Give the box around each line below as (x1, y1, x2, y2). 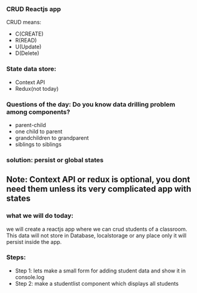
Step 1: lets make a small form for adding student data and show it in (15, 267, 186, 274)
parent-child (15, 121, 47, 128)
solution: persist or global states (6, 156, 104, 164)
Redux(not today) (15, 85, 59, 92)
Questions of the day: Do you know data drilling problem (6, 100, 176, 108)
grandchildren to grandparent (15, 134, 89, 141)
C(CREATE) (15, 30, 44, 38)
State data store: (6, 65, 56, 73)
